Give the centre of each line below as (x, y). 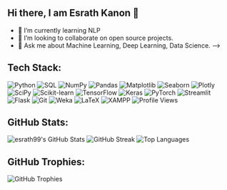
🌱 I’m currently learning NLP (59, 30)
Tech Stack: (35, 68)
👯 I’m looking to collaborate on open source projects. (95, 38)
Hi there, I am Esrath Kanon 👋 (73, 13)
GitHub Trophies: (46, 162)
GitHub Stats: (38, 123)
